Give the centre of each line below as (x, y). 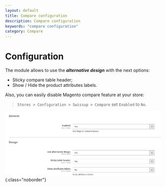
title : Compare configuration (36, 16)
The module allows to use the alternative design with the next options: (77, 70)
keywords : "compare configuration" (42, 26)
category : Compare (24, 31)
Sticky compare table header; (42, 80)
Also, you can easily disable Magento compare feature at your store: (75, 95)
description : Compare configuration (43, 21)
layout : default (22, 10)
